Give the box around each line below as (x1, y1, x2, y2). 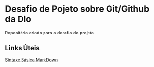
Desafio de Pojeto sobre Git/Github (5, 3, 150, 15)
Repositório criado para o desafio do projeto (5, 30, 94, 35)
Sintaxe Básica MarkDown (5, 57, 58, 63)
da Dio (5, 14, 32, 25)
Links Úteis (5, 44, 40, 52)
